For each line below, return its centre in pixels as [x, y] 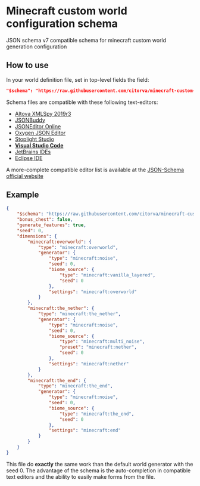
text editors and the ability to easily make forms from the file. [81, 476]
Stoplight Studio [35, 139]
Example [23, 195]
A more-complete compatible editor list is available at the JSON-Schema [95, 170]
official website [25, 176]
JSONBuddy [30, 120]
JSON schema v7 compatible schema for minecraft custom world [86, 40]
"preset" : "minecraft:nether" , [98, 347]
